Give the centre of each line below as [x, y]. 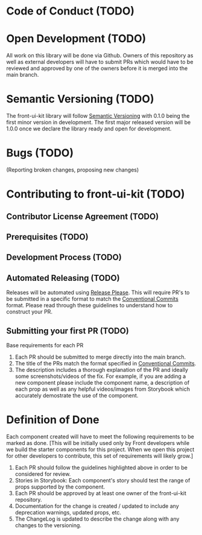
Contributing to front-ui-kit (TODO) [96, 194]
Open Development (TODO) [76, 39]
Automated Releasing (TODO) [63, 278]
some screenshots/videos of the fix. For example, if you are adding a [100, 376]
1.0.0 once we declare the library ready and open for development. [89, 129]
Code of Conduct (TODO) [70, 11]
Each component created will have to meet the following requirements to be [100, 437]
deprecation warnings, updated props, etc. [68, 512]
